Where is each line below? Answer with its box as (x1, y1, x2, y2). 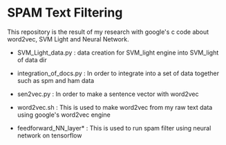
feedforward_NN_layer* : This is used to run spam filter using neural (17, 124, 211, 132)
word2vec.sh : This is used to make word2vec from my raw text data (17, 103, 213, 111)
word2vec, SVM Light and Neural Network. (7, 35, 129, 43)
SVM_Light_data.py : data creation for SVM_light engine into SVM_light (17, 48, 219, 57)
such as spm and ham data (17, 76, 95, 84)
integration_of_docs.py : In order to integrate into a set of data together (17, 69, 220, 77)
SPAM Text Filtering (7, 5, 123, 21)
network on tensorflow (17, 131, 82, 139)
